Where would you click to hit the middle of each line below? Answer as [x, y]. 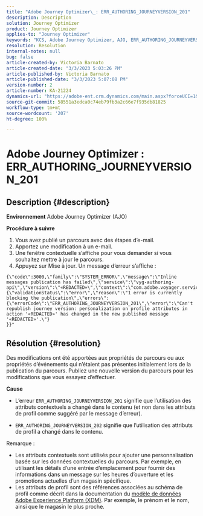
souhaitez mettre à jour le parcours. [59, 260]
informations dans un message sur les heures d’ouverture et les [94, 475]
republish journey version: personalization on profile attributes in [97, 309]
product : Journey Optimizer [42, 29]
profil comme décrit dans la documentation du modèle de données [98, 494]
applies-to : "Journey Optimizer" [48, 35]
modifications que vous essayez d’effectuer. [61, 377]
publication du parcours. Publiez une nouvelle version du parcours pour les [100, 371]
